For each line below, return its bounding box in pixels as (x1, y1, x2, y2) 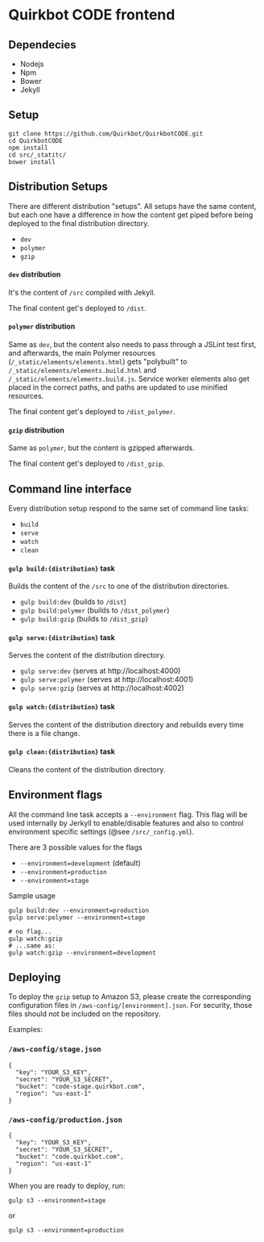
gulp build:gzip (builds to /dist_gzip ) (19, 614, 149, 624)
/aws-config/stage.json (8, 1045, 102, 1054)
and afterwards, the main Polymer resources (8, 349, 156, 358)
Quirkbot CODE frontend (8, 6, 175, 24)
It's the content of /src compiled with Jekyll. (8, 287, 156, 297)
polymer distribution (8, 321, 76, 332)
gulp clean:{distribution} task (8, 746, 115, 756)
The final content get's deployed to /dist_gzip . (8, 458, 165, 469)
